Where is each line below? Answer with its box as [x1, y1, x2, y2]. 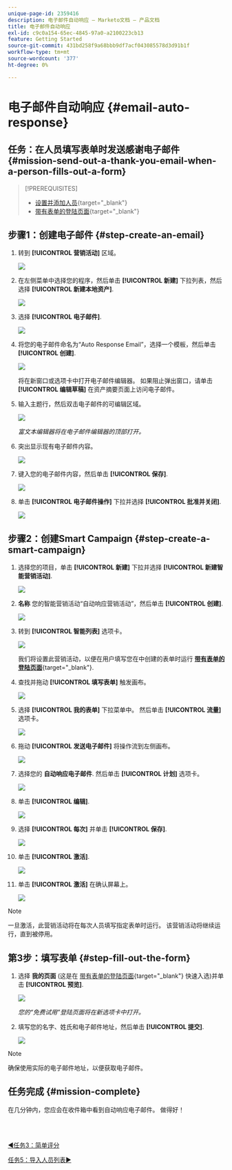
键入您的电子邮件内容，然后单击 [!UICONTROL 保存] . [17, 470, 168, 478]
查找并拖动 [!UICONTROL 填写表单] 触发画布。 [17, 678, 150, 686]
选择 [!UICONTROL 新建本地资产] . [17, 285, 114, 294]
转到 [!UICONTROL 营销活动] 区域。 [17, 249, 120, 257]
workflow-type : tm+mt [8, 49, 70, 56]
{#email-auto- [107, 100, 190, 115]
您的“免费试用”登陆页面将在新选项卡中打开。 [17, 1008, 145, 1017]
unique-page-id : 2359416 [8, 10, 79, 17]
